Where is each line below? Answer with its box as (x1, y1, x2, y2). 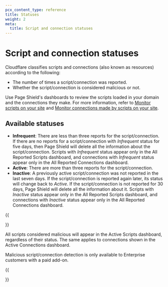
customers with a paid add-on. (5, 257, 69, 263)
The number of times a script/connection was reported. (12, 79, 127, 85)
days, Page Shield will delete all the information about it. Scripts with (12, 186, 154, 192)
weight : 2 (5, 17, 26, 22)
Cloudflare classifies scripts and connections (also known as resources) (5, 64, 154, 70)
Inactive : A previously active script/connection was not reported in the (12, 170, 159, 176)
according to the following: (5, 70, 61, 76)
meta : (5, 21, 17, 27)
